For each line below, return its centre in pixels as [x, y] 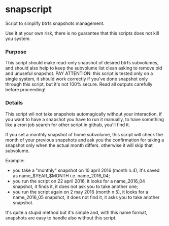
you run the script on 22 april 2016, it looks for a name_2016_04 [79, 181]
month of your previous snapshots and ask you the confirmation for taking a [85, 140]
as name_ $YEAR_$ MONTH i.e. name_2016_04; [61, 175]
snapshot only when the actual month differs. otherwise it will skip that [79, 145]
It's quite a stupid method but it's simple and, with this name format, [76, 212]
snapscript [29, 9]
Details [14, 103]
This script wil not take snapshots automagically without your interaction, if [84, 114]
